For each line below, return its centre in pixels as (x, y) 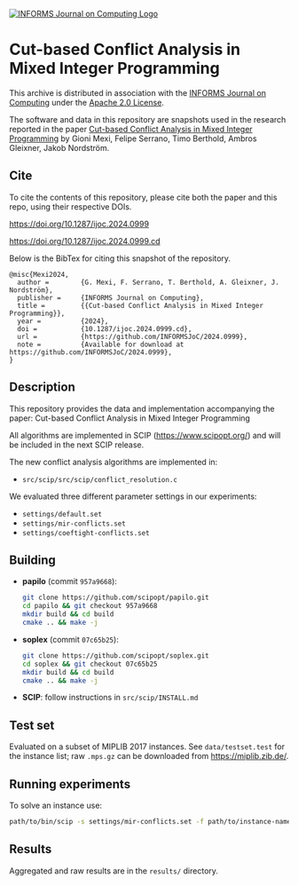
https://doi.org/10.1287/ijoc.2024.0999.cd (85, 241)
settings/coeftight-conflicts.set (86, 533)
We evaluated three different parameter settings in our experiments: (133, 496)
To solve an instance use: (56, 805)
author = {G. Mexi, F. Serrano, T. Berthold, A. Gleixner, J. (148, 282)
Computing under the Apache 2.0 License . (86, 102)
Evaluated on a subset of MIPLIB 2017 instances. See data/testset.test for (147, 747)
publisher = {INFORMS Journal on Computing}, (110, 297)
